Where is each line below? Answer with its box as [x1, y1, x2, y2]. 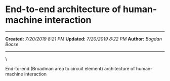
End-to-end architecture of [5, 4, 121, 15]
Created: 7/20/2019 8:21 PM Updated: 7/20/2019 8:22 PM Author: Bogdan [5, 35, 162, 42]
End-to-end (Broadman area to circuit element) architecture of [5, 65, 135, 71]
